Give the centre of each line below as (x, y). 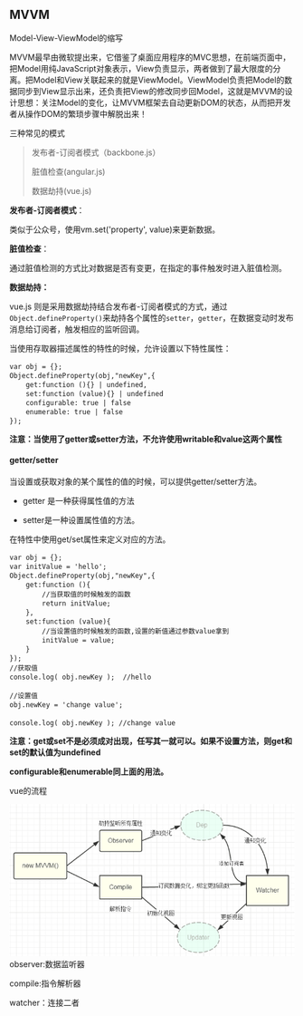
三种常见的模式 (37, 133)
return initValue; (76, 604)
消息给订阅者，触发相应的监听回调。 (77, 329)
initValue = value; (79, 641)
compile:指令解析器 (45, 983)
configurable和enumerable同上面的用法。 (89, 772)
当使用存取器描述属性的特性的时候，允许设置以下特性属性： (120, 348)
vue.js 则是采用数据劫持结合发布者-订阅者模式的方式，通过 (118, 306)
